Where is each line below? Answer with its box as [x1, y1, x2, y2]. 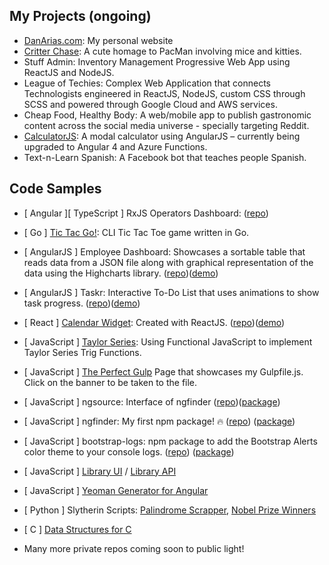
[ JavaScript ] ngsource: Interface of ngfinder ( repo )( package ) [23, 395, 281, 408]
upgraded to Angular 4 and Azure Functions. [23, 140, 208, 153]
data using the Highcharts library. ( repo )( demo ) [23, 267, 219, 279]
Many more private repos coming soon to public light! [23, 542, 245, 554]
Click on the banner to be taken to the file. [23, 376, 198, 388]
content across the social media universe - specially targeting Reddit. [23, 119, 310, 131]
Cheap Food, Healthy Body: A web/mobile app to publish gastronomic [23, 109, 312, 121]
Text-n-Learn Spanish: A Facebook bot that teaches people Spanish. [23, 151, 307, 163]
